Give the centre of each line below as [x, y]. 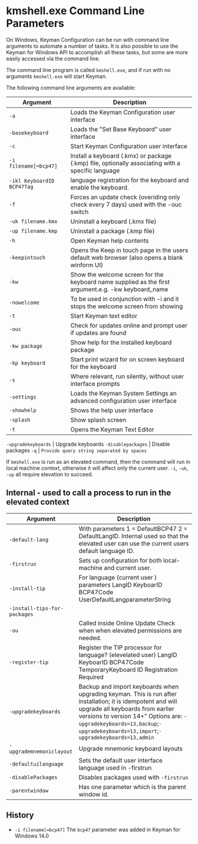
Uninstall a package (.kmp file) [113, 231]
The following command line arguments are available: [71, 87]
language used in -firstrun [115, 767]
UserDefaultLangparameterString [125, 599]
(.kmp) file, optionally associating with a [126, 163]
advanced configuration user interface [123, 401]
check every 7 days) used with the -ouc [126, 204]
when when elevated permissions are [130, 630]
